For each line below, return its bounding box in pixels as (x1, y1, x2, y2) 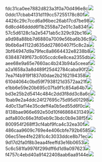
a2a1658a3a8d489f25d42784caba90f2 (5, 67, 89, 72)
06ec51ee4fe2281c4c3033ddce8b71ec (5, 133, 88, 139)
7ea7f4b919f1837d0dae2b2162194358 (5, 72, 86, 78)
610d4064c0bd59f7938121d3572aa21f (5, 78, 87, 85)
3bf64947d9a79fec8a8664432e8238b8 (5, 48, 90, 54)
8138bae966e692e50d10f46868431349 (5, 109, 89, 115)
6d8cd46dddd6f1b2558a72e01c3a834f (5, 24, 88, 30)
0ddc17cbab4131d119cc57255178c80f (5, 12, 85, 17)
